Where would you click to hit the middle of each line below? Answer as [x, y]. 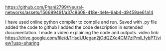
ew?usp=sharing [22, 43]
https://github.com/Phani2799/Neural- [45, 7]
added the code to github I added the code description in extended [74, 27]
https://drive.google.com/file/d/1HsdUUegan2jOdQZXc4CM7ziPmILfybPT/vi [83, 38]
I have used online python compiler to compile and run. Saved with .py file [81, 22]
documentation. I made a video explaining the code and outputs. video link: [82, 32]
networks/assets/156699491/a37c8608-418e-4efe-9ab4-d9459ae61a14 [79, 12]
